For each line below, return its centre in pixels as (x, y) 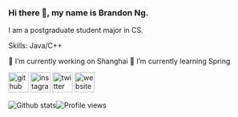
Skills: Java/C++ (35, 46)
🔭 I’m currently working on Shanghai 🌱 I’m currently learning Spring (119, 61)
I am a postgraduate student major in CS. (76, 30)
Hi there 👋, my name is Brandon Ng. (79, 13)
